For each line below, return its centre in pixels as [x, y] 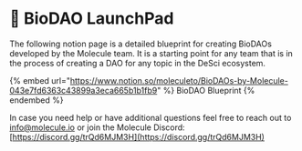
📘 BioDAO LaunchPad [92, 19]
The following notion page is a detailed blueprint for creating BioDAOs [141, 44]
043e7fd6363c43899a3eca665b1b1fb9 [83, 90]
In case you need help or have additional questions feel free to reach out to [151, 117]
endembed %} [36, 100]
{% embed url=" [40, 80]
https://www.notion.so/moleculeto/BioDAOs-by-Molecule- [179, 80]
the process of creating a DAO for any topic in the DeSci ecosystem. [138, 63]
